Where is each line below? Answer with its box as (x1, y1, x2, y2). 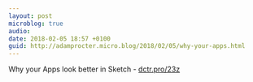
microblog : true (8, 19, 63, 28)
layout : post (8, 11, 53, 20)
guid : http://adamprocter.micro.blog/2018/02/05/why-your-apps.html (8, 42, 246, 50)
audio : (8, 27, 31, 35)
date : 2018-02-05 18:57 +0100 (8, 34, 111, 43)
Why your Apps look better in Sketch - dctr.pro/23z (8, 64, 181, 74)
